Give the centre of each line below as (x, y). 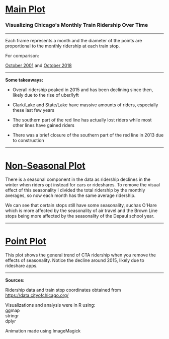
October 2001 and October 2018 (38, 65)
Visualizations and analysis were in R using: (50, 305)
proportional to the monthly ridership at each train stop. (63, 46)
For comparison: (22, 56)
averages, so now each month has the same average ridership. (70, 195)
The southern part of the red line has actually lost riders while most (82, 120)
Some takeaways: (24, 80)
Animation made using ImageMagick (43, 331)
